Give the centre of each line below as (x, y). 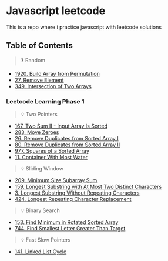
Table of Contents (40, 46)
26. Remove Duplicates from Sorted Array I (66, 139)
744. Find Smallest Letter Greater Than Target (70, 229)
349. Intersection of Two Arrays (53, 86)
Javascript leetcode (56, 11)
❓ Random (33, 60)
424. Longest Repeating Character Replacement (73, 199)
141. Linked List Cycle (41, 252)
